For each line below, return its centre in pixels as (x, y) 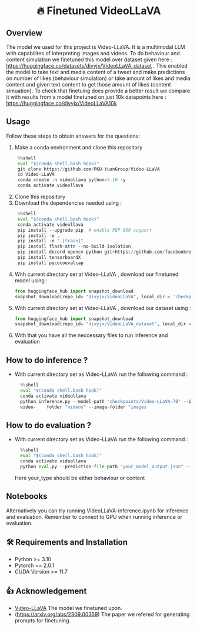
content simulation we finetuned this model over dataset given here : (89, 59)
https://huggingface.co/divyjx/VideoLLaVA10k (61, 103)
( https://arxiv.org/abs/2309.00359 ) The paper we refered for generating (102, 614)
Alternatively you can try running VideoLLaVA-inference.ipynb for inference (97, 511)
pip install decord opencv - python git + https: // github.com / (91, 252)
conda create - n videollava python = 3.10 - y (71, 180)
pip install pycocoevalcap (50, 263)
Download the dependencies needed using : (68, 203)
